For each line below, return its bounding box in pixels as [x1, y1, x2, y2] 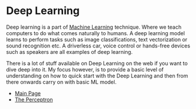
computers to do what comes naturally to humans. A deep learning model [6, 29, 185, 36]
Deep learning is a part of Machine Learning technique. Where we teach [6, 23, 182, 30]
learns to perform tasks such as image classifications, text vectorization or [6, 36, 188, 43]
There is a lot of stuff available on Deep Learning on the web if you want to [6, 60, 188, 67]
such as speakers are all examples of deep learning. [6, 48, 133, 55]
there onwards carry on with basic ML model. [6, 78, 117, 86]
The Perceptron [14, 96, 53, 103]
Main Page [14, 90, 41, 97]
